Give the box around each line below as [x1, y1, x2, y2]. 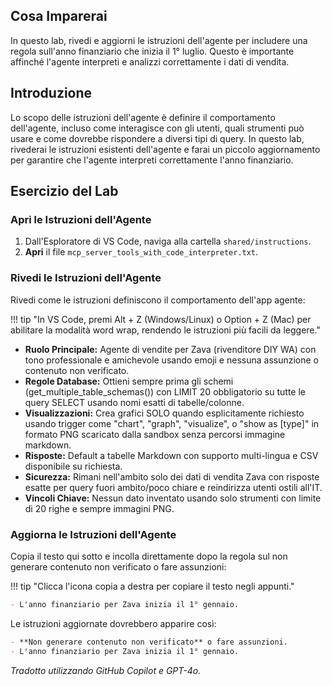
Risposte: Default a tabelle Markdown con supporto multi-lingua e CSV [24, 449, 319, 461]
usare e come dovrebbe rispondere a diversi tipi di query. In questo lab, [10, 132, 305, 144]
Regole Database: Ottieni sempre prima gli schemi [24, 375, 234, 387]
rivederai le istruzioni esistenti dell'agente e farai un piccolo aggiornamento [10, 143, 321, 155]
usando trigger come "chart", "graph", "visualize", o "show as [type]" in [24, 417, 320, 429]
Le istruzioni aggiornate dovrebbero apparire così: [10, 617, 217, 629]
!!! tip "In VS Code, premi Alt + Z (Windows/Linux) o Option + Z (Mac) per [10, 313, 312, 325]
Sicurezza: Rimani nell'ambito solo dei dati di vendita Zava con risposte [24, 470, 320, 483]
